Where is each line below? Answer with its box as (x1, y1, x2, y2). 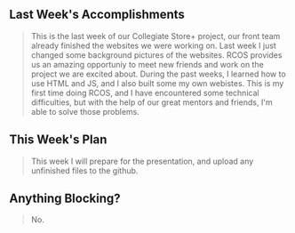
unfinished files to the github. (30, 165, 139, 176)
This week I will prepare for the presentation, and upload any (30, 156, 254, 166)
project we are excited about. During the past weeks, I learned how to (30, 68, 286, 79)
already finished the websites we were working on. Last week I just (30, 40, 277, 51)
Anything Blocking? (9, 191, 122, 206)
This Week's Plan (9, 133, 108, 148)
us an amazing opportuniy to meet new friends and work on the (30, 59, 264, 69)
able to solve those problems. (30, 106, 140, 116)
